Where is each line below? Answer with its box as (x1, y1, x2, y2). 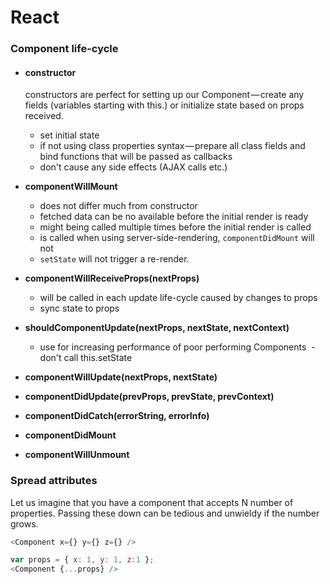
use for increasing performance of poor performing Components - (39, 341, 316, 353)
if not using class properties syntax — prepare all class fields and (39, 140, 306, 152)
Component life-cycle (10, 42, 119, 56)
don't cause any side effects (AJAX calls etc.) (39, 161, 228, 173)
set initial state (39, 129, 100, 141)
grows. (10, 517, 39, 530)
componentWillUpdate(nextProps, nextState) (24, 371, 218, 383)
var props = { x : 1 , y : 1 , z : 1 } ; (10, 555, 155, 565)
